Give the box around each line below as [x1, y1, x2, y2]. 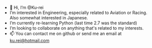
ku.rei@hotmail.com [9, 38, 50, 43]
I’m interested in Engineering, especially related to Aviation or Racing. [9, 10, 148, 16]
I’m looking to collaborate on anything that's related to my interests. [9, 25, 144, 31]
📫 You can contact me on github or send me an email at [9, 31, 122, 36]
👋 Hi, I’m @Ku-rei [9, 5, 44, 10]
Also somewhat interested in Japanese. [9, 15, 88, 20]
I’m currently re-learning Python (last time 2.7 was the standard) [9, 20, 138, 26]
